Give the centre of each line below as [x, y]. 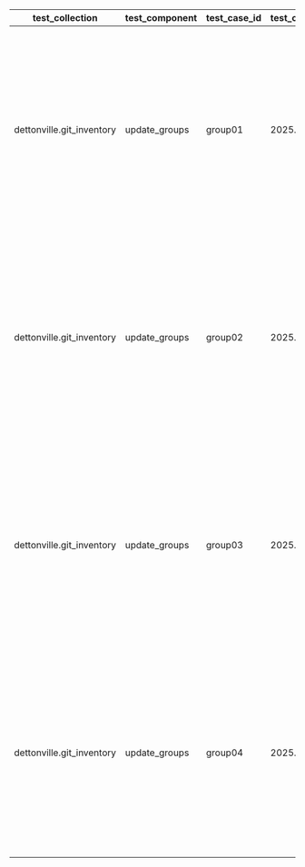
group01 [224, 129]
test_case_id [233, 18]
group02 [224, 337]
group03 [224, 545]
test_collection [65, 18]
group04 [224, 753]
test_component [161, 18]
